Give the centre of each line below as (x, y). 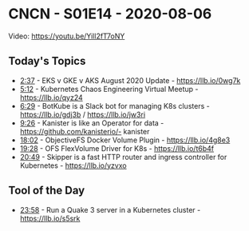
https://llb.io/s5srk (50, 218)
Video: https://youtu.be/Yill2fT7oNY (67, 36)
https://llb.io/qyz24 (51, 98)
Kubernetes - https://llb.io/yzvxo (73, 165)
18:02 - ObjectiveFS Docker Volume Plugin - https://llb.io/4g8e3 (125, 140)
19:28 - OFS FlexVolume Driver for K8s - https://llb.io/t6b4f (117, 148)
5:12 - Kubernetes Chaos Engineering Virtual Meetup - (109, 89)
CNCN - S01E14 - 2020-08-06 (110, 14)
